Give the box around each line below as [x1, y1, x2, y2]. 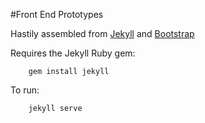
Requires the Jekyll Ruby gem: [10, 47, 136, 59]
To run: [10, 84, 40, 96]
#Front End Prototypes [10, 9, 104, 20]
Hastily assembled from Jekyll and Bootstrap [10, 28, 195, 39]
